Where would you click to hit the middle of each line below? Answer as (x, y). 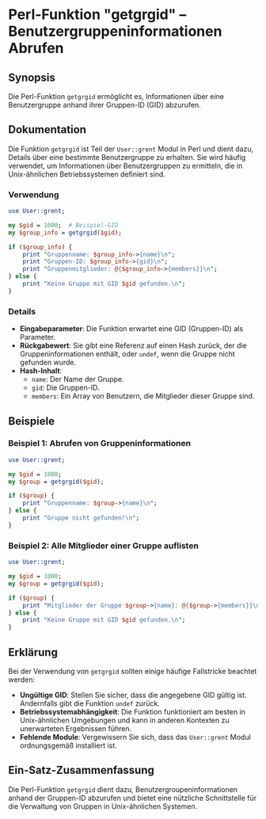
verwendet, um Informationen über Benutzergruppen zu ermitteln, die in (125, 166)
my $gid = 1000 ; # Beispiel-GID (63, 225)
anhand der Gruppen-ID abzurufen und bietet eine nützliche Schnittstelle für (133, 798)
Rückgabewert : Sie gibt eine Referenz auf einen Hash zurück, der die (133, 345)
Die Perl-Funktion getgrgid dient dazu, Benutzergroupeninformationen (123, 789)
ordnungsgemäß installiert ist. (68, 745)
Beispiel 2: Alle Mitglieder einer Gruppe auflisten (104, 546)
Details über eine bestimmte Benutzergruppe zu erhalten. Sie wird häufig (127, 157)
